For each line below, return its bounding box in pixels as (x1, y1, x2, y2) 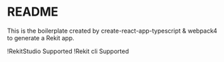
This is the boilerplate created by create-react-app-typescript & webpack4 (7, 27, 217, 35)
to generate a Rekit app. (7, 33, 75, 42)
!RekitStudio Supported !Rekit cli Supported (7, 47, 129, 55)
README (7, 4, 59, 20)
